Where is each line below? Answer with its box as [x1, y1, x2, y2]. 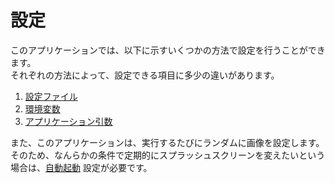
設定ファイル [24, 90, 78, 102]
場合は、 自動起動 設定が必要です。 [10, 161, 153, 173]
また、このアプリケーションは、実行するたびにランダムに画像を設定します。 [10, 136, 325, 148]
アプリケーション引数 [24, 115, 113, 127]
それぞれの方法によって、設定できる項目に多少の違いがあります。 [10, 69, 280, 81]
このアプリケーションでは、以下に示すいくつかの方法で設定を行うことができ [10, 44, 326, 56]
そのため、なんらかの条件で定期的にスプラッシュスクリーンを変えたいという [10, 149, 326, 161]
